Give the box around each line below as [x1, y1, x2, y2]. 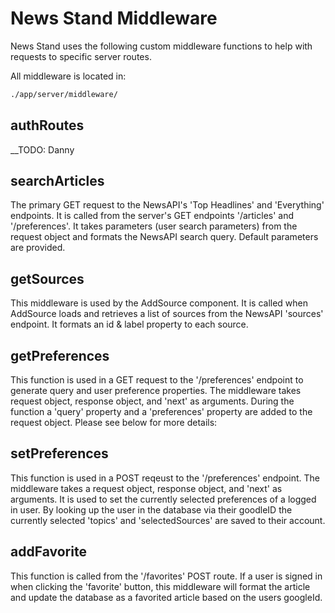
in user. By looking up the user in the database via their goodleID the [10, 503, 293, 516]
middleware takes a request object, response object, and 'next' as [10, 482, 283, 494]
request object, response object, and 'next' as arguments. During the [10, 395, 295, 407]
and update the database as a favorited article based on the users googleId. [10, 591, 323, 603]
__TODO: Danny [10, 143, 75, 156]
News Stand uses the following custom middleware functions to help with [10, 40, 313, 52]
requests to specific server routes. [10, 50, 152, 62]
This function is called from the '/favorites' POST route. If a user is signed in [10, 570, 323, 582]
